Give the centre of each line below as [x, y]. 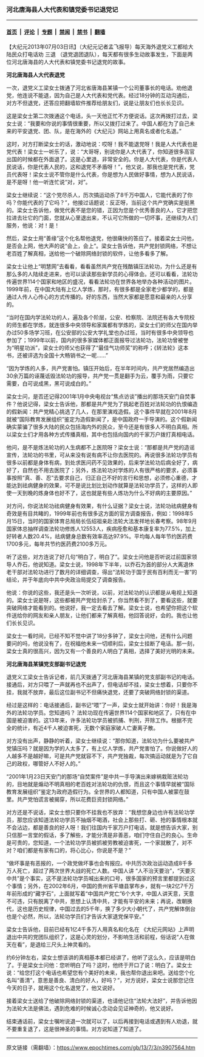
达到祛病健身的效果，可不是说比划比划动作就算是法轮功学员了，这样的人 [102, 485]
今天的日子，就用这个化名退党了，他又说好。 [62, 988]
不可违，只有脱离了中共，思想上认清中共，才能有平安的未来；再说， [91, 901]
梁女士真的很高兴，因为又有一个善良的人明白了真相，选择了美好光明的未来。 [102, 651]
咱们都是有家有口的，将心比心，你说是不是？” [74, 850]
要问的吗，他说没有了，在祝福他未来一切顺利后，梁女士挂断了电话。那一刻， [102, 643]
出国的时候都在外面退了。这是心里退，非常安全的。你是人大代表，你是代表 [99, 159]
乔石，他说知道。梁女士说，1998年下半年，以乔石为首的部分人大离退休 [105, 564]
